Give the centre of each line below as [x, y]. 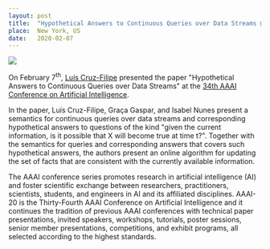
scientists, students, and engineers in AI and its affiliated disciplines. [121, 194]
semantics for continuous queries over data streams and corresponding [127, 118]
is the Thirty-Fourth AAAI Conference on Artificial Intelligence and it [131, 202]
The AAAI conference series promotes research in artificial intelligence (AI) [133, 177]
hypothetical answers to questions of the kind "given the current [115, 127]
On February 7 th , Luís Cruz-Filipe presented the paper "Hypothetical [121, 77]
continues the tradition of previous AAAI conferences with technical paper [131, 210]
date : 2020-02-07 [41, 38]
